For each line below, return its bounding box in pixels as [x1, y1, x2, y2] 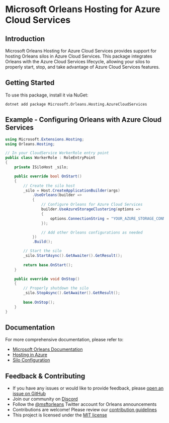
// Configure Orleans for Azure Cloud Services [41, 202, 143, 207]
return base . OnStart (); [23, 262, 73, 267]
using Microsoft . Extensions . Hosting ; [5, 136, 84, 142]
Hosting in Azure [12, 352, 48, 358]
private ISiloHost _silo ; [14, 165, 69, 170]
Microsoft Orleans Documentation [12, 346, 83, 352]
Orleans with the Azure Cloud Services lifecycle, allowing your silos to [5, 59, 150, 64]
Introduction [5, 34, 45, 43]
